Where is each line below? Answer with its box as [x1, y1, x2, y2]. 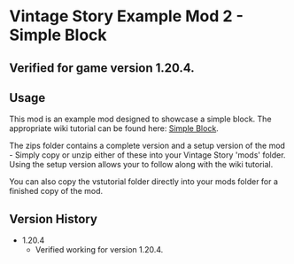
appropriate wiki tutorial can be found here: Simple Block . [9, 123, 219, 134]
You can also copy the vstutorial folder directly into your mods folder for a [9, 176, 279, 187]
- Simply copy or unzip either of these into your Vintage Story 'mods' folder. [9, 150, 286, 160]
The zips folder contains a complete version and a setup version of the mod [9, 140, 286, 151]
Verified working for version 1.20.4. [35, 245, 164, 255]
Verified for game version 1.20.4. [9, 60, 195, 75]
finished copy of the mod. [9, 186, 104, 197]
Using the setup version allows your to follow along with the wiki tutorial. [9, 159, 274, 170]
